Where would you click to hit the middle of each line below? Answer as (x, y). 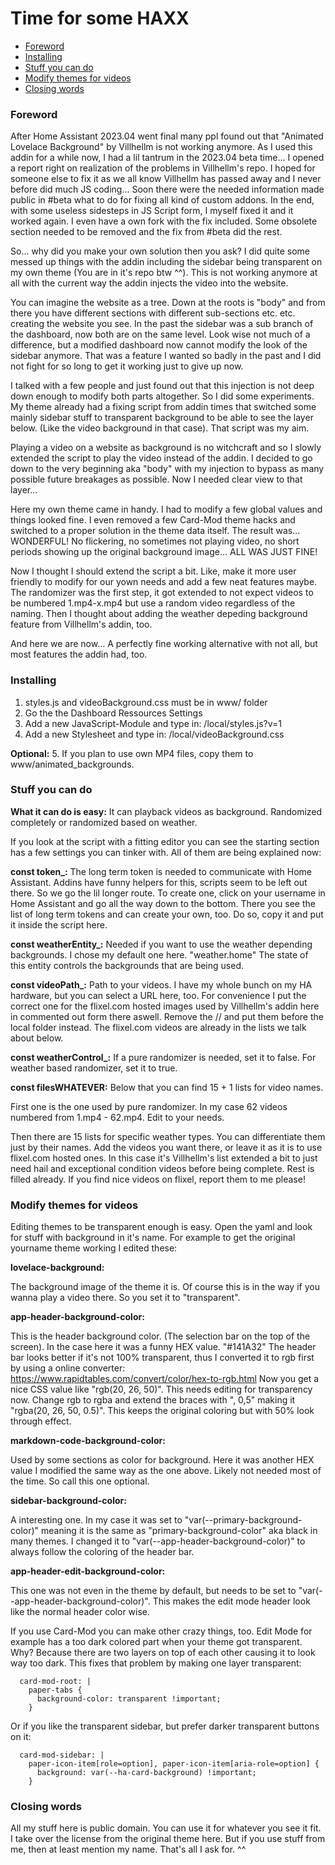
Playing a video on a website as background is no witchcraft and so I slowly (166, 448)
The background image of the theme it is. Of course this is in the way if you (165, 1287)
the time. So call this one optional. (80, 1481)
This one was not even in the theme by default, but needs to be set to (153, 1591)
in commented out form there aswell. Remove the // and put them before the (167, 1016)
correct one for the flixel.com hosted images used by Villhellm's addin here (165, 1006)
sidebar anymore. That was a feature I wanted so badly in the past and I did (166, 356)
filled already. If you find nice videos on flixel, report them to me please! (158, 1179)
